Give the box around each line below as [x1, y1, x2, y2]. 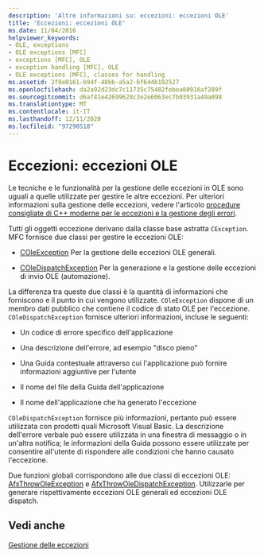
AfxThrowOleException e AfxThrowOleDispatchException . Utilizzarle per [8, 478, 245, 489]
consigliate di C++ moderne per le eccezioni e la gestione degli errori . [8, 208, 237, 218]
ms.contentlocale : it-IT [8, 108, 91, 116]
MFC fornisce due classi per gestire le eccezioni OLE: [8, 232, 184, 242]
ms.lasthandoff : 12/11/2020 [8, 115, 102, 123]
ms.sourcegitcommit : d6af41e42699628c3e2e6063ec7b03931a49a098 [8, 93, 223, 101]
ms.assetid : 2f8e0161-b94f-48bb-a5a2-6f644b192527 [8, 78, 180, 86]
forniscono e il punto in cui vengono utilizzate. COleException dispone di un [8, 295, 254, 304]
